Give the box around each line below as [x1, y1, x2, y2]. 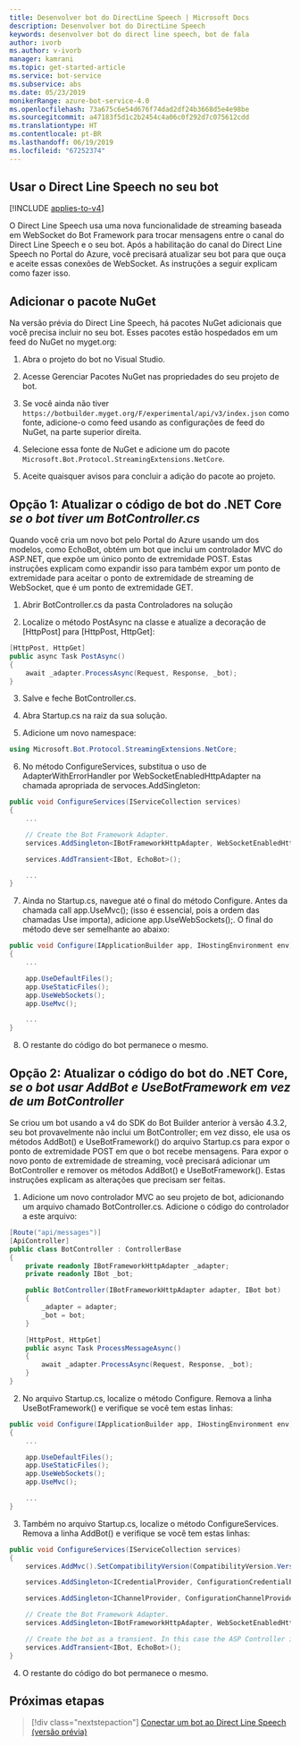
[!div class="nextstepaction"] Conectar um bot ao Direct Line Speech [30, 1717, 287, 1728]
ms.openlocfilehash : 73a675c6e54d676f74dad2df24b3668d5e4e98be [9, 105, 250, 114]
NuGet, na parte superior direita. [21, 427, 142, 438]
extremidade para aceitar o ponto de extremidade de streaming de [9, 573, 254, 583]
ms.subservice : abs [9, 80, 82, 89]
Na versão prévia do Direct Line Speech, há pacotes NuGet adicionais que [9, 318, 282, 328]
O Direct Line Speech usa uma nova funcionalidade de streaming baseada [9, 220, 282, 231]
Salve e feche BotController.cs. [21, 693, 137, 703]
